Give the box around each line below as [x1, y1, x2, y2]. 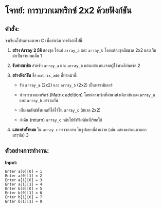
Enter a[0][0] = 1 [5, 169, 42, 174]
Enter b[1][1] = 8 [5, 199, 42, 204]
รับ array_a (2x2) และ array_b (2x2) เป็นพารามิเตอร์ [19, 82, 113, 88]
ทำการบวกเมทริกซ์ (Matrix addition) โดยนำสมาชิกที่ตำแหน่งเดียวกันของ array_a [19, 92, 156, 98]
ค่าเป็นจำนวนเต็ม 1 [12, 53, 42, 59]
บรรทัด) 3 [12, 132, 29, 138]
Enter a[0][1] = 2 [5, 173, 42, 178]
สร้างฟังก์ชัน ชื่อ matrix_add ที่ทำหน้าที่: [12, 72, 78, 78]
